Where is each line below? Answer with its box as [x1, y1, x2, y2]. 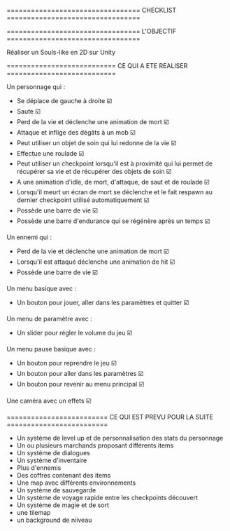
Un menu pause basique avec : [6, 345, 96, 353]
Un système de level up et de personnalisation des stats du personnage [16, 434, 224, 442]
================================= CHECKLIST [6, 6, 176, 14]
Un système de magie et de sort [16, 501, 110, 509]
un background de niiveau [16, 516, 92, 524]
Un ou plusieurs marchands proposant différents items [16, 441, 174, 450]
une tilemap [16, 509, 51, 516]
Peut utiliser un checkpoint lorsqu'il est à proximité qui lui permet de [16, 159, 213, 168]
